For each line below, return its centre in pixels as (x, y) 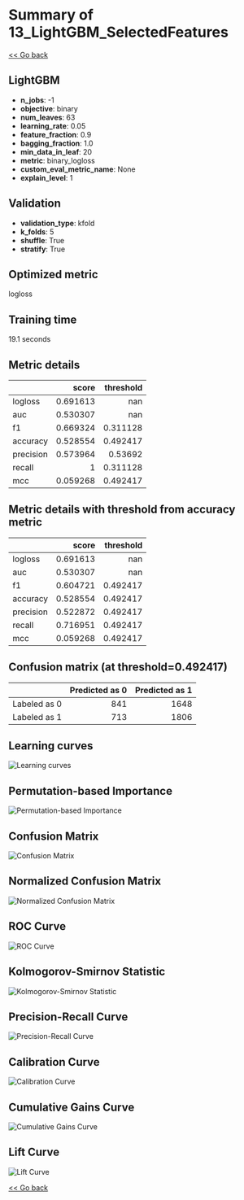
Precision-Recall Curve (68, 1017)
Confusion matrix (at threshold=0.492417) (118, 668)
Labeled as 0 (37, 704)
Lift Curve (34, 1152)
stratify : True (43, 249)
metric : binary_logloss (57, 160)
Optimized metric (54, 274)
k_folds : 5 (37, 231)
